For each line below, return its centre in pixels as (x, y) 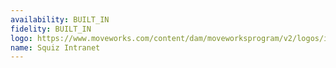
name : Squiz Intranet (55, 47)
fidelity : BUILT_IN (51, 29)
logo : (21, 38)
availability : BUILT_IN (60, 19)
